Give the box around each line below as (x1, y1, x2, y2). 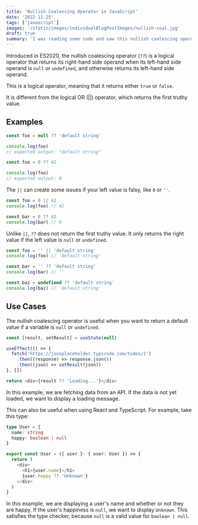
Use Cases (6, 302, 47, 312)
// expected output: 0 (6, 176, 62, 181)
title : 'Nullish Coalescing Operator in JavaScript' (6, 8, 138, 15)
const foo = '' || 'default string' (6, 247, 96, 253)
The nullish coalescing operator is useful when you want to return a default (6, 317, 189, 324)
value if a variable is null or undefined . (6, 323, 100, 331)
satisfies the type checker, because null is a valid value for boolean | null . (6, 513, 190, 520)
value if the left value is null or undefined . (6, 236, 108, 243)
